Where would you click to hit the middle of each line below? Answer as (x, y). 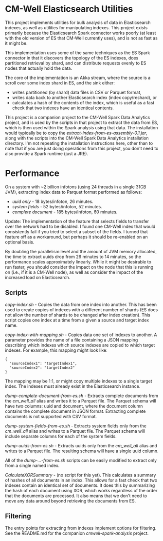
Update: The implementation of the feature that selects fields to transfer (77, 221)
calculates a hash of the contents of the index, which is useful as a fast (83, 102)
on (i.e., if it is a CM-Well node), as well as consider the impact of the (74, 272)
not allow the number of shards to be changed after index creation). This (78, 315)
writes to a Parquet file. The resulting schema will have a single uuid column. (82, 451)
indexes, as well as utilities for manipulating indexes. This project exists (76, 27)
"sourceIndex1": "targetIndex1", (43, 363)
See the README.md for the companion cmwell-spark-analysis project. (77, 533)
